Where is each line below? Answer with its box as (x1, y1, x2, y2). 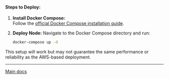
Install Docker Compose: (12, 15, 65, 21)
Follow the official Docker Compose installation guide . (12, 20, 124, 26)
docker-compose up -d (12, 40, 58, 45)
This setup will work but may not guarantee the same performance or (5, 49, 149, 55)
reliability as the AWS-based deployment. (5, 54, 92, 60)
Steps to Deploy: (5, 4, 41, 10)
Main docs (5, 68, 27, 74)
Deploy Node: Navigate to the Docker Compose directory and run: (12, 30, 150, 36)
